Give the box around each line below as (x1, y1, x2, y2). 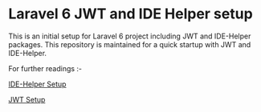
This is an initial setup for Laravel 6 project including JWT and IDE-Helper (8, 31, 251, 41)
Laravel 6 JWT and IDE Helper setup (8, 5, 253, 23)
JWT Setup (8, 94, 46, 104)
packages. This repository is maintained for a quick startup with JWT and (8, 39, 251, 49)
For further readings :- (8, 63, 83, 73)
